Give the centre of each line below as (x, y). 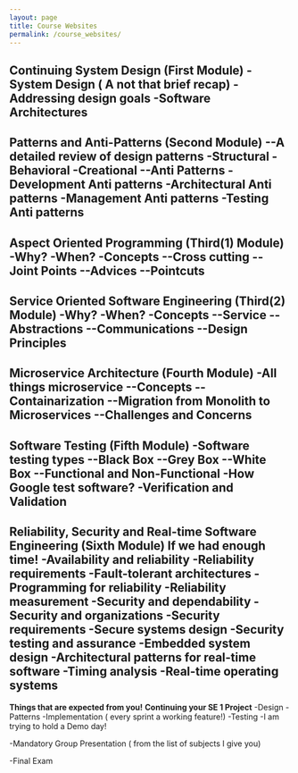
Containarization (57, 402)
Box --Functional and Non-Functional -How (132, 473)
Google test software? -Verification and (121, 487)
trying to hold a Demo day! (58, 726)
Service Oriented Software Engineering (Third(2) (147, 301)
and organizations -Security (140, 616)
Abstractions (46, 328)
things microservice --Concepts (101, 387)
